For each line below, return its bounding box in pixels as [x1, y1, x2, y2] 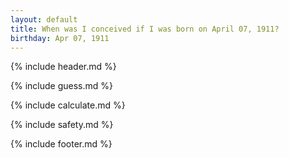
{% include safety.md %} [10, 119, 114, 131]
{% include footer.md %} [10, 138, 113, 150]
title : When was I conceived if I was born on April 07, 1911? [10, 24, 280, 34]
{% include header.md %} [10, 61, 117, 73]
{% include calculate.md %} [10, 99, 126, 111]
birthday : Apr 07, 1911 [10, 33, 110, 43]
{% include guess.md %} [10, 80, 113, 92]
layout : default [10, 14, 78, 25]
